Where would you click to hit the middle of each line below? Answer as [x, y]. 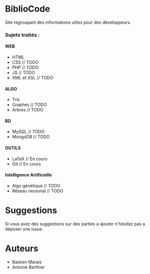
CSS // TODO [25, 62]
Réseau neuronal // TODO [38, 191]
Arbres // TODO [28, 110]
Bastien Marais [27, 262]
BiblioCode [28, 9]
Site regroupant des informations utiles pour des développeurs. [68, 22]
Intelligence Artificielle [29, 175]
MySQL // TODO [28, 132]
